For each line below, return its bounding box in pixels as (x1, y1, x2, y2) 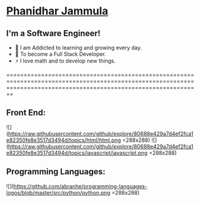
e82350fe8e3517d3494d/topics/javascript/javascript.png (6, 149, 148, 156)
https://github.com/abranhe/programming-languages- (13, 182, 148, 190)
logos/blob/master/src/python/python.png (6, 189, 111, 196)
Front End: (6, 108, 46, 118)
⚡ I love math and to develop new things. (14, 57, 116, 64)
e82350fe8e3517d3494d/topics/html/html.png (6, 136, 121, 144)
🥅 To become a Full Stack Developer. (14, 50, 106, 58)
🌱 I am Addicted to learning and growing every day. (14, 44, 142, 51)
